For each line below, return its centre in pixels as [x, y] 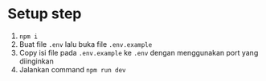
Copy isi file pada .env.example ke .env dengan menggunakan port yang [139, 52]
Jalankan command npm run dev [72, 69]
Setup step [45, 14]
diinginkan [36, 61]
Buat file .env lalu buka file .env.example [86, 44]
